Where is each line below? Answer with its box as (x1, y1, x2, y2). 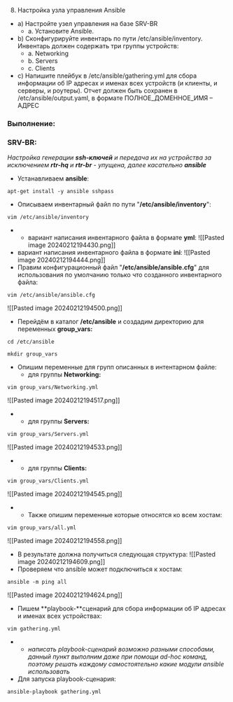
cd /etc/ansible (7, 339, 55, 346)
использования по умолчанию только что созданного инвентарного (17, 271, 223, 279)
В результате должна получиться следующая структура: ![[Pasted (17, 550, 216, 559)
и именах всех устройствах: (17, 612, 103, 620)
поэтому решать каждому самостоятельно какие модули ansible (27, 660, 225, 668)
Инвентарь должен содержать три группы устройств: (17, 42, 179, 50)
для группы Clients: (27, 464, 87, 472)
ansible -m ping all (7, 579, 68, 586)
